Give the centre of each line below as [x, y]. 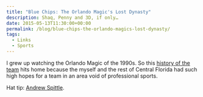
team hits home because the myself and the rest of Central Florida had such [102, 69]
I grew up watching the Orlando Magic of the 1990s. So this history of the [98, 63]
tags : [13, 35]
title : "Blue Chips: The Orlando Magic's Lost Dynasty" [79, 12]
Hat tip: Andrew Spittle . [35, 87]
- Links [22, 40]
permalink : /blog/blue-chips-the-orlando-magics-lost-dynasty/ [88, 29]
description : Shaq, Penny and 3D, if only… [62, 18]
